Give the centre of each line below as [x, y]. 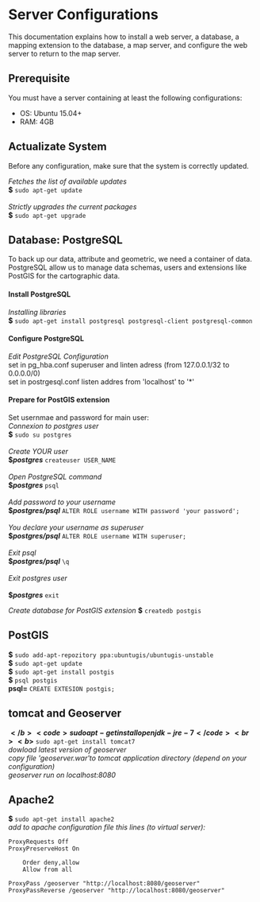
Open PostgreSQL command [55, 476]
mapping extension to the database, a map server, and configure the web [128, 45]
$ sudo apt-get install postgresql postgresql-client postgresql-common [130, 321]
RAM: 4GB [36, 122]
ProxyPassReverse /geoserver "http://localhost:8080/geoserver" [117, 891]
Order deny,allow [51, 863]
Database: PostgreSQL [65, 240]
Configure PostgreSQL [46, 339]
